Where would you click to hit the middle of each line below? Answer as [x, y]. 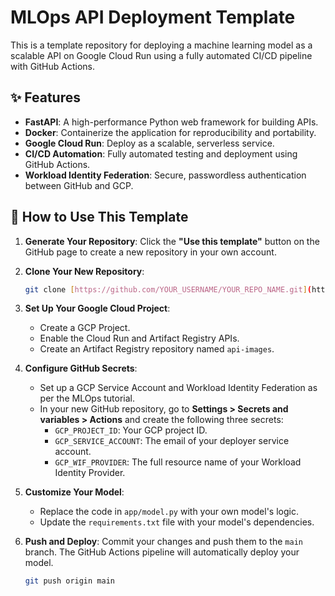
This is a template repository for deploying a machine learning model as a [161, 45]
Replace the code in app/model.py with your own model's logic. [169, 512]
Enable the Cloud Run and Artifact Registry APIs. [139, 338]
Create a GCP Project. [85, 328]
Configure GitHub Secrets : [81, 368]
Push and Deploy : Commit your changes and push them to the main [163, 542]
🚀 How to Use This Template [99, 217]
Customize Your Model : [74, 492]
